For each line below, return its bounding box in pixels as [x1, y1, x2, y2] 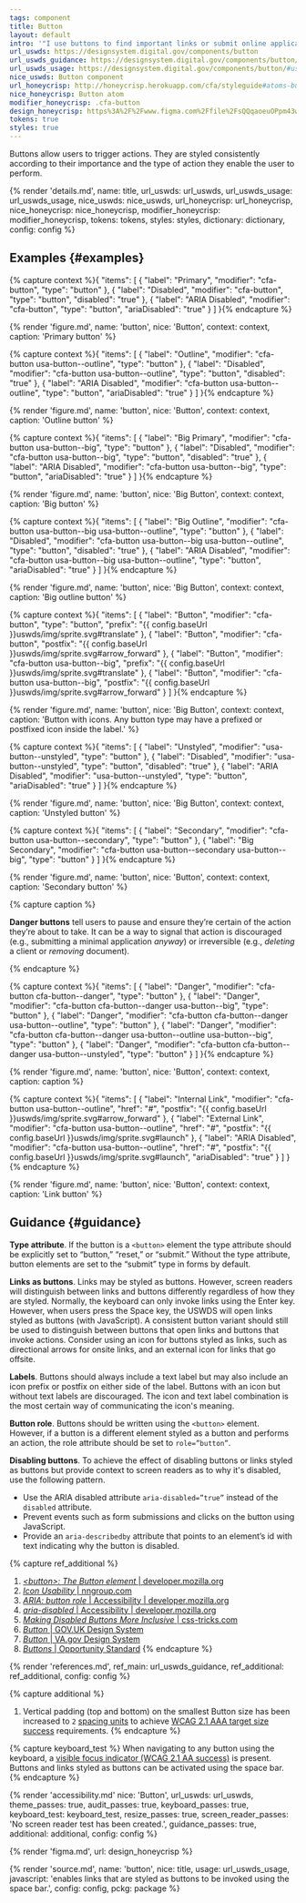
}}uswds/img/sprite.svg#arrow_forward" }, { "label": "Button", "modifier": [9, 647, 284, 658]
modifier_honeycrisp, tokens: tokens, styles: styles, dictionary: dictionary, [9, 215, 285, 225]
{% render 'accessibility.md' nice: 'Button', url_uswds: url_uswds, [9, 1789, 254, 1800]
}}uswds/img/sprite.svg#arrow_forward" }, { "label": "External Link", [9, 1113, 264, 1124]
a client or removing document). [9, 945, 130, 956]
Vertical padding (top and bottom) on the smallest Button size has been [22, 1705, 291, 1716]
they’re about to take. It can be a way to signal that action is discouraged [9, 926, 282, 937]
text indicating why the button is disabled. [22, 1540, 180, 1551]
